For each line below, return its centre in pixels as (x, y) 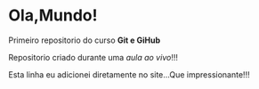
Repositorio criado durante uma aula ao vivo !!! (93, 57)
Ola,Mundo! (53, 16)
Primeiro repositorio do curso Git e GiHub (85, 40)
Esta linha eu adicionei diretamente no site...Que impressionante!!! (129, 74)
